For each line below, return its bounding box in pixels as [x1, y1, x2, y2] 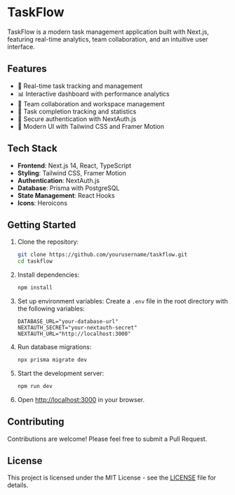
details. [7, 481, 29, 489]
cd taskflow [17, 258, 53, 265]
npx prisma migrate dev [17, 356, 88, 363]
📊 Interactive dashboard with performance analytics [17, 89, 170, 98]
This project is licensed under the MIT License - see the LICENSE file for [7, 473, 216, 482]
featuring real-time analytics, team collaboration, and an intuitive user [7, 35, 208, 43]
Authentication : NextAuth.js [17, 176, 100, 184]
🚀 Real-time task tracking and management [17, 82, 143, 90]
